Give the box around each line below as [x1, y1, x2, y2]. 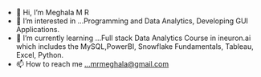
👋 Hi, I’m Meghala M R [15, 8, 90, 17]
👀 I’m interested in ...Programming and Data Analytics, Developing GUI [15, 16, 249, 26]
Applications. [15, 25, 60, 34]
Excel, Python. [15, 51, 64, 59]
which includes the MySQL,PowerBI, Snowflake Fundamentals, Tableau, [15, 42, 255, 51]
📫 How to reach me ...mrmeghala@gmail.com [15, 59, 169, 68]
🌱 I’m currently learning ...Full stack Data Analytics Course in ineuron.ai [15, 33, 251, 43]
